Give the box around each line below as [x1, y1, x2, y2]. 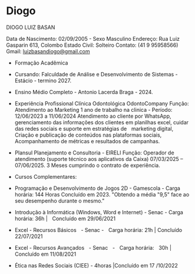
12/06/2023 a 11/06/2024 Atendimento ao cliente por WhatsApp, [14, 112, 172, 120]
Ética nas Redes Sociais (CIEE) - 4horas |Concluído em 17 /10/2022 [14, 262, 178, 269]
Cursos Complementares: [14, 173, 77, 180]
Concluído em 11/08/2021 [14, 250, 77, 257]
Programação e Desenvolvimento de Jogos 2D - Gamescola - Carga [14, 185, 181, 192]
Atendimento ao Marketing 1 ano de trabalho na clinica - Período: [14, 106, 173, 113]
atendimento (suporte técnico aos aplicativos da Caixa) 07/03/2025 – [14, 155, 184, 162]
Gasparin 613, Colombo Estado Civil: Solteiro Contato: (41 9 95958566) [6, 41, 179, 49]
